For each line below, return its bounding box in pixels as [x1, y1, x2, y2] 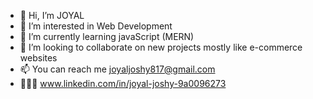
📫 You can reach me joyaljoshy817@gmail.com [19, 63, 216, 75]
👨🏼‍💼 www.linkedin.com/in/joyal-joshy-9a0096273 [19, 78, 227, 89]
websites [19, 52, 58, 64]
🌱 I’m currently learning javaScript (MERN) [19, 31, 195, 42]
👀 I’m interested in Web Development [19, 20, 173, 32]
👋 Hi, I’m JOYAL [19, 10, 85, 21]
